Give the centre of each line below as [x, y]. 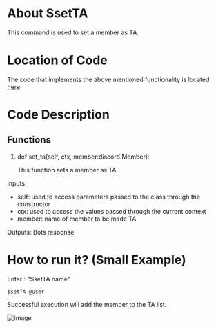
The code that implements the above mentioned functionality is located [108, 79]
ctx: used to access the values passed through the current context [112, 211]
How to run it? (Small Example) [97, 260]
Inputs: [17, 183]
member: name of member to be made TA [77, 219]
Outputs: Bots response [41, 232]
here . [14, 87]
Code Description [59, 115]
